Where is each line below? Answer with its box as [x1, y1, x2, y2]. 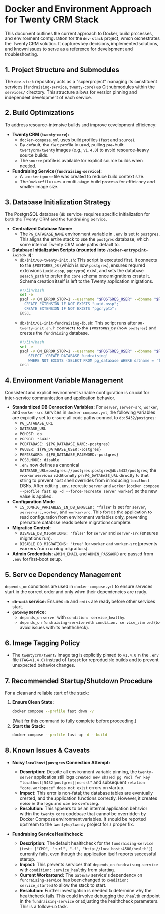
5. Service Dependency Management [5, 571, 121, 579]
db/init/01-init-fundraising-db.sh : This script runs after [19, 320, 137, 326]
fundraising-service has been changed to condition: [19, 877, 129, 883]
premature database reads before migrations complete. [19, 519, 132, 525]
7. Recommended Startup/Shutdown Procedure [5, 677, 153, 685]
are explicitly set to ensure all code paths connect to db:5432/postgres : [12, 414, 156, 420]
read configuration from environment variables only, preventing [19, 514, 148, 520]
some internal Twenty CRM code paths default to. [19, 242, 120, 248]
